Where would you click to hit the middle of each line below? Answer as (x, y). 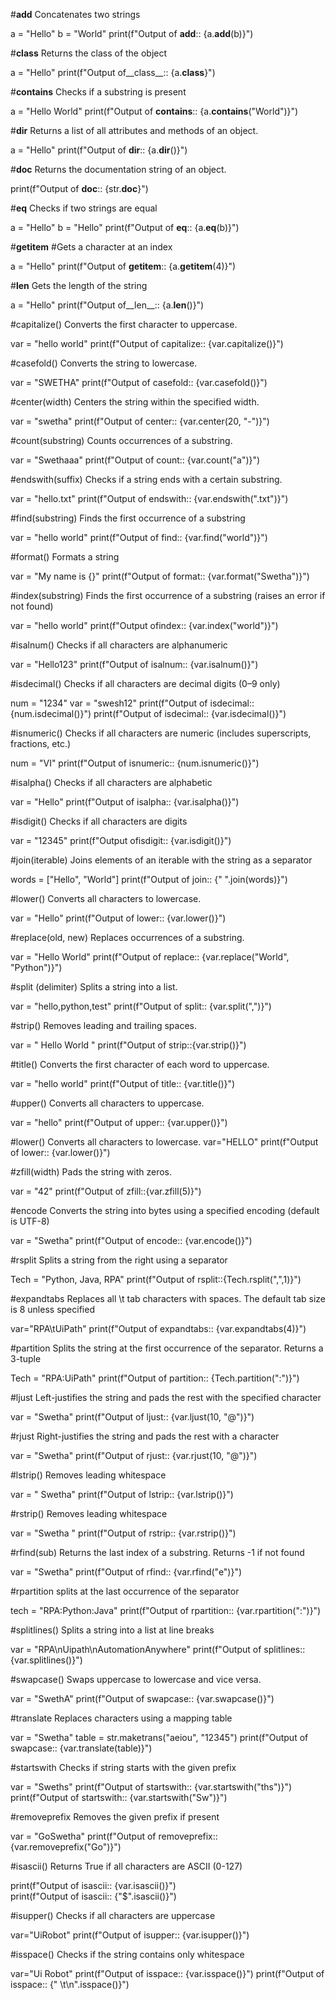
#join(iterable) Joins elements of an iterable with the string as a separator (161, 860)
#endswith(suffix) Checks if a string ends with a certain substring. (146, 479)
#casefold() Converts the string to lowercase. (104, 363)
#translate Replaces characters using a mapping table (121, 1718)
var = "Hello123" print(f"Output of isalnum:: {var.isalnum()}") (134, 664)
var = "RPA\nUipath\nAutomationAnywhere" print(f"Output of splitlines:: (158, 1649)
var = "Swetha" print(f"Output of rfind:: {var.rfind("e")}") (126, 1572)
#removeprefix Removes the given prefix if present (115, 1817)
